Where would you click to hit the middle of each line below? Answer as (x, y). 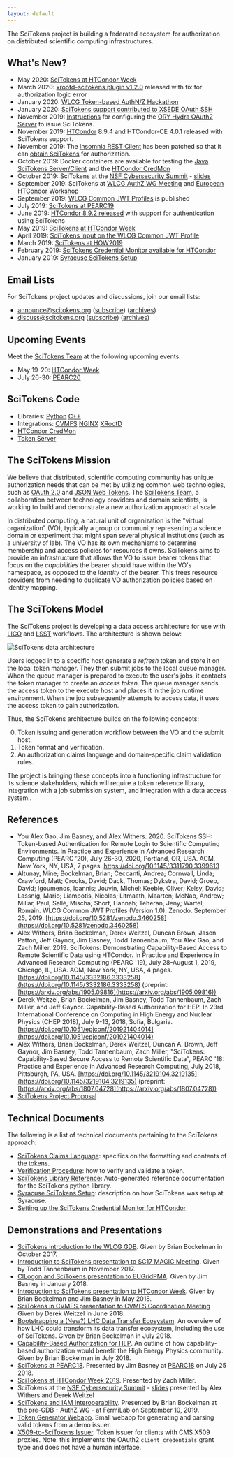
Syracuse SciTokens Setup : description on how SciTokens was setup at (120, 1193)
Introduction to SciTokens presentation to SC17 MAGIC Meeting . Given (118, 1261)
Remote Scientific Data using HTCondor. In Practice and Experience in (118, 955)
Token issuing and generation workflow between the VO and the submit (120, 732)
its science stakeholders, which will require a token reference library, (106, 782)
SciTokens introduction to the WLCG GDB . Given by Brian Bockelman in (120, 1246)
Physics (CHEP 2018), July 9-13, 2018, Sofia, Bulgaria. (95, 1022)
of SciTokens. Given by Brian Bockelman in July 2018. (95, 1336)
